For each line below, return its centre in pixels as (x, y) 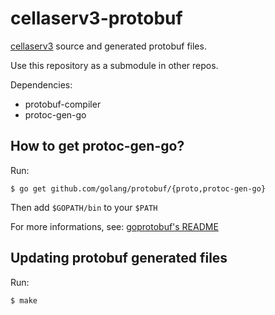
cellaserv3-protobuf (96, 18)
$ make (24, 300)
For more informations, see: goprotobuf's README (114, 226)
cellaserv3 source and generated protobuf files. (108, 46)
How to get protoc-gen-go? (97, 146)
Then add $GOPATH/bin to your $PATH (84, 207)
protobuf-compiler (63, 104)
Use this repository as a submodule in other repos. (114, 65)
